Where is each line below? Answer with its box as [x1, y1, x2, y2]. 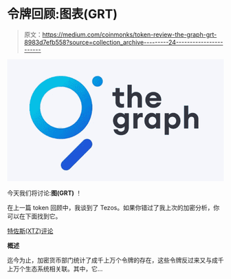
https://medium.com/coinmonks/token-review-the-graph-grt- [42, 30, 217, 39]
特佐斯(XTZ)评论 [7, 227, 54, 235]
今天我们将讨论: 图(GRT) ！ [7, 189, 82, 197]
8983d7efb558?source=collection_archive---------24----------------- [23, 38, 223, 46]
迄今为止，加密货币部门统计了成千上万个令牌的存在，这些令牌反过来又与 [7, 256, 212, 264]
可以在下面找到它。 [7, 211, 62, 220]
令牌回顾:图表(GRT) [7, 6, 118, 22]
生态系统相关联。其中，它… [25, 265, 103, 273]
